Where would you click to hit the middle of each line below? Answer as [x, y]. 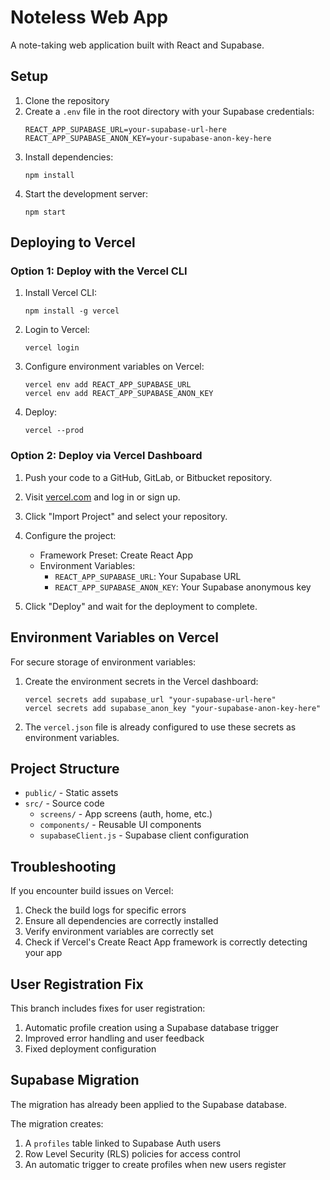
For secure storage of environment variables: [103, 662]
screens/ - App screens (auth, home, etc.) [126, 814]
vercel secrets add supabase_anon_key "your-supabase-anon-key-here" [173, 708]
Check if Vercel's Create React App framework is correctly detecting [166, 942]
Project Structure [65, 768]
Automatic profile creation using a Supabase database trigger [151, 1027]
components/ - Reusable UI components [120, 825]
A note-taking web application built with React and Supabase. [137, 45]
